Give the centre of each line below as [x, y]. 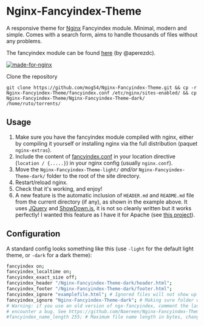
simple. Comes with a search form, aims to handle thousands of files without [102, 34]
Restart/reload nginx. [41, 182]
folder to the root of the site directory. [93, 175]
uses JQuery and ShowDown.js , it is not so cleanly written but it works [103, 208]
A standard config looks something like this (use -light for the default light [100, 249]
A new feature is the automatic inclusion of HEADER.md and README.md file [104, 195]
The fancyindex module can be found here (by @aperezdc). [81, 52]
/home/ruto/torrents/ [34, 104]
